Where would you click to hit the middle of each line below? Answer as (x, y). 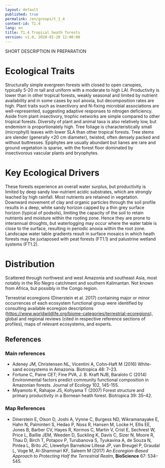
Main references (25, 353)
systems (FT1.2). (22, 244)
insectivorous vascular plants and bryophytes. (52, 153)
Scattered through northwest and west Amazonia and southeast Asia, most (81, 278)
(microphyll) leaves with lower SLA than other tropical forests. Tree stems (80, 132)
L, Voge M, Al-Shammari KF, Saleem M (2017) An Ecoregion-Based (80, 450)
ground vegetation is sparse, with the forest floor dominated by (69, 147)
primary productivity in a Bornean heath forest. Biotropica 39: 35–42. (82, 396)
